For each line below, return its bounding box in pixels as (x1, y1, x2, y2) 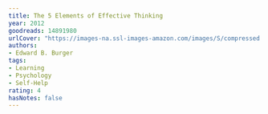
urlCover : (8, 34, 42, 43)
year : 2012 (8, 19, 45, 27)
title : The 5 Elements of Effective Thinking (8, 11, 163, 20)
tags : (8, 57, 26, 65)
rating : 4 (8, 86, 42, 95)
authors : (8, 42, 38, 50)
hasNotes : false (8, 94, 63, 102)
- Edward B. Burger (8, 49, 74, 57)
